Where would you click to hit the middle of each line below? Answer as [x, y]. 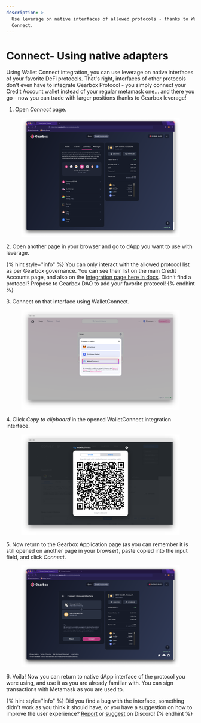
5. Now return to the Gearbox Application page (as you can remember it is [97, 544]
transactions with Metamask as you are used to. [65, 689]
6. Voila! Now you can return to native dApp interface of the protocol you [96, 677]
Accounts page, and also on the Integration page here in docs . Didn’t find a [99, 277]
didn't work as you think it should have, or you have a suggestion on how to [99, 707]
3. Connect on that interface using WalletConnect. [68, 301]
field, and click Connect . [36, 557]
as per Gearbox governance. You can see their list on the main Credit [91, 270]
